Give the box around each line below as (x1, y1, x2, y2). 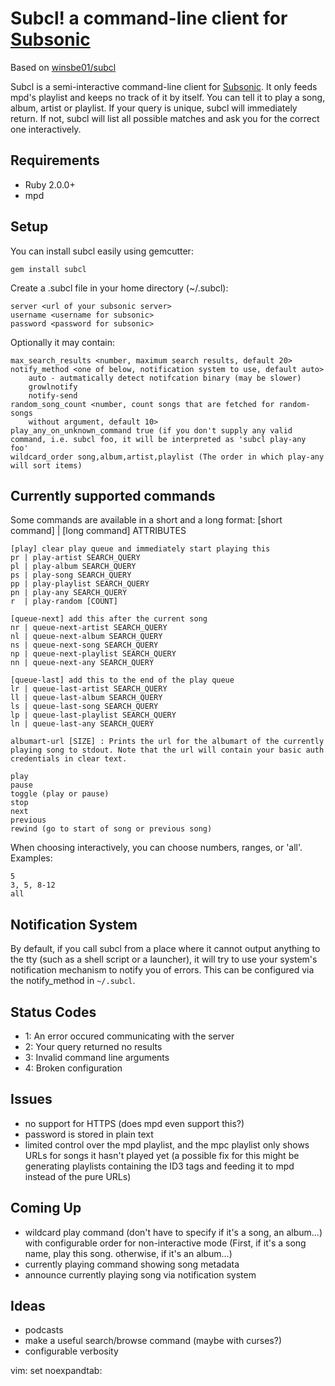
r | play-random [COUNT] (10, 597, 118, 607)
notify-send (28, 390, 78, 401)
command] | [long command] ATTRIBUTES (10, 525, 187, 537)
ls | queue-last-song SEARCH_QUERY (10, 702, 159, 712)
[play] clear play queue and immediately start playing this (10, 544, 271, 554)
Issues (10, 1091, 53, 1108)
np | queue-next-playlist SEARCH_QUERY (10, 649, 177, 659)
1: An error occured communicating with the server (24, 1030, 235, 1042)
